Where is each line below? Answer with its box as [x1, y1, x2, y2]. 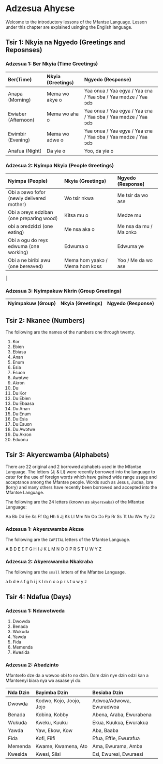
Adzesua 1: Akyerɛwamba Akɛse [5, 525, 84, 532]
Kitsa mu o [64, 212, 89, 219]
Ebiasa [12, 349, 26, 355]
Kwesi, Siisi [35, 751, 61, 758]
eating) [8, 229, 25, 236]
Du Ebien [12, 396, 31, 401]
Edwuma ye [117, 243, 144, 249]
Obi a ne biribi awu [8, 257, 50, 263]
